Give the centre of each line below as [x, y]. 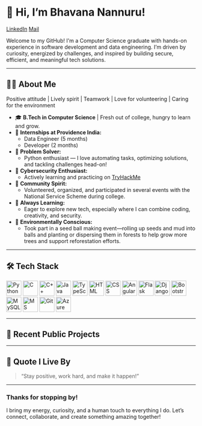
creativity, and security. [53, 215]
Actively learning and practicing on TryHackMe [82, 177]
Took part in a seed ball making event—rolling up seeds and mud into [109, 228]
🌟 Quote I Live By [38, 361]
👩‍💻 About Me [31, 85]
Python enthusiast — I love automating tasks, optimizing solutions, [106, 158]
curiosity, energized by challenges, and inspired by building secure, [90, 53]
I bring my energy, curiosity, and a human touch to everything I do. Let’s [95, 410]
